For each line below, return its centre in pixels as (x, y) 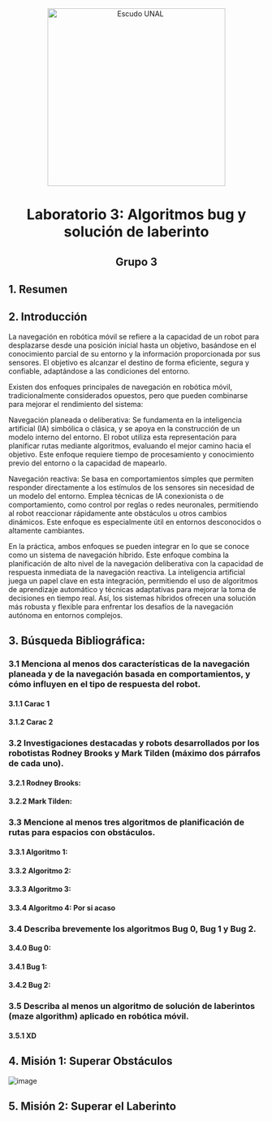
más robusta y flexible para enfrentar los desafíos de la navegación (121, 606)
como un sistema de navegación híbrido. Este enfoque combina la (119, 555)
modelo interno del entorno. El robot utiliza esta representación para (123, 437)
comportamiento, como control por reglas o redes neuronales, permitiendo (134, 504)
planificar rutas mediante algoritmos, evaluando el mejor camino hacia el (130, 445)
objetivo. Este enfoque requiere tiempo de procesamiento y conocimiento (131, 454)
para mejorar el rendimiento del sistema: (76, 404)
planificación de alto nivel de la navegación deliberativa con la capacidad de (136, 563)
